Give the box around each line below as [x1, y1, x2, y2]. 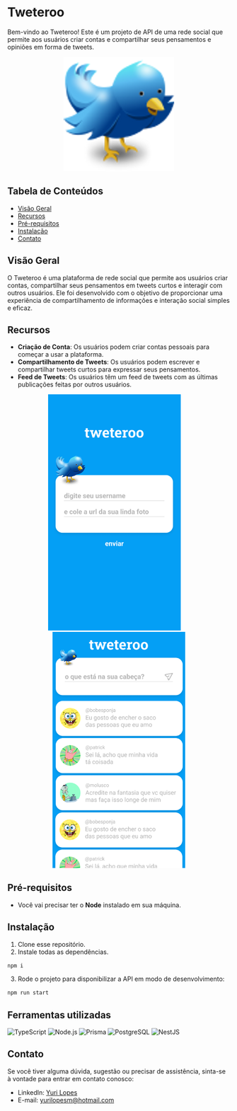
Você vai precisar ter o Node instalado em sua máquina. [17, 900, 182, 909]
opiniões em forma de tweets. [7, 42, 94, 51]
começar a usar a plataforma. [17, 350, 104, 359]
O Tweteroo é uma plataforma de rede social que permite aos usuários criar [7, 273, 229, 282]
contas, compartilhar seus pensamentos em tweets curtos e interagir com [7, 281, 223, 289]
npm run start [7, 989, 50, 996]
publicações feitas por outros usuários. [17, 380, 132, 389]
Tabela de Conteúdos [7, 185, 104, 197]
